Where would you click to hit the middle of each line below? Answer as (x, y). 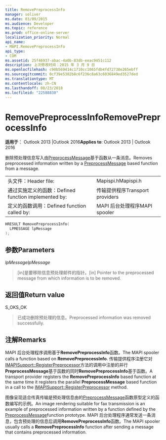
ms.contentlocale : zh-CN (31, 83)
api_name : (15, 42)
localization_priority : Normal (37, 38)
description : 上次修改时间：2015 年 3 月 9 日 (50, 65)
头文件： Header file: (31, 181)
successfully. (31, 323)
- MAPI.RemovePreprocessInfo (35, 47)
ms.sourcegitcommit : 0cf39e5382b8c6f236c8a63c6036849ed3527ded (72, 74)
